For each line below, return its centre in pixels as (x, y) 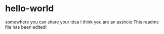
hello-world (30, 8)
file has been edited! (26, 27)
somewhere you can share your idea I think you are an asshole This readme (82, 22)
